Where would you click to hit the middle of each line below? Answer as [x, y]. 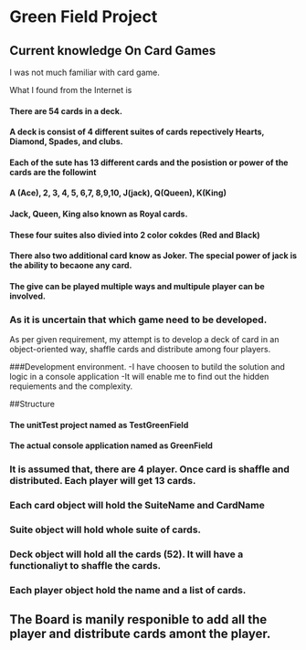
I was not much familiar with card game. [84, 72]
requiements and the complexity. [71, 386]
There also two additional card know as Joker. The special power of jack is [153, 256]
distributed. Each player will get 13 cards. [103, 481]
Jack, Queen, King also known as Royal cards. [99, 214]
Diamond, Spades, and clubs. [66, 142]
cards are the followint [53, 172]
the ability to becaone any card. [71, 266]
